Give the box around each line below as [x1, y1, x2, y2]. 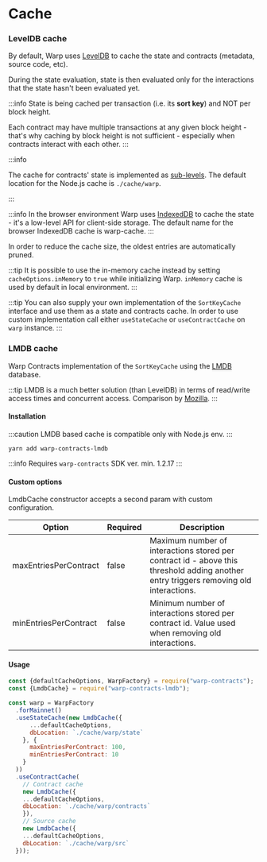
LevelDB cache [8, 33, 68, 44]
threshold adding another [149, 565, 245, 576]
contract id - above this [149, 555, 238, 566]
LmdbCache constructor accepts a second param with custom [8, 494, 213, 504]
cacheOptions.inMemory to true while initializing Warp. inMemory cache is [8, 274, 243, 284]
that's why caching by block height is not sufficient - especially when [8, 131, 235, 141]
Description [180, 522, 225, 533]
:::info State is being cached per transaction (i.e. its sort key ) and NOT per [8, 99, 251, 108]
